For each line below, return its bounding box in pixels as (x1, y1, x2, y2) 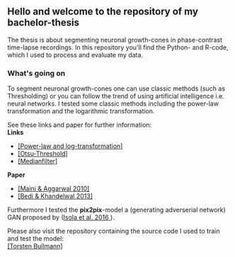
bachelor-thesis (7, 17, 80, 29)
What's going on (7, 68, 66, 78)
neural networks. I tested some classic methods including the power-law (7, 99, 219, 108)
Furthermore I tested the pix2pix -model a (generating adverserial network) (7, 205, 227, 215)
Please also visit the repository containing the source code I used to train (7, 227, 220, 236)
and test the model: (7, 234, 64, 243)
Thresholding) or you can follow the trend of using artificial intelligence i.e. (7, 92, 224, 101)
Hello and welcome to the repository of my (7, 6, 198, 18)
